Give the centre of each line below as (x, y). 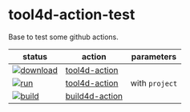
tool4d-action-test (72, 15)
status (35, 56)
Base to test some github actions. (63, 37)
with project (154, 83)
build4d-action (94, 96)
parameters (154, 56)
